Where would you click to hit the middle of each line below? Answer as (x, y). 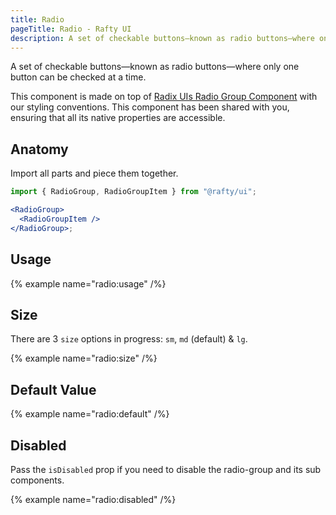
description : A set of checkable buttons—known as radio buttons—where (162, 38)
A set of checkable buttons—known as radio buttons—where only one (155, 67)
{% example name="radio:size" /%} (84, 358)
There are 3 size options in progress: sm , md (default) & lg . (129, 339)
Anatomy (39, 149)
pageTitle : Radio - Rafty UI (71, 29)
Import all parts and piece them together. (94, 173)
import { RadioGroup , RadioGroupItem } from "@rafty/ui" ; (133, 192)
